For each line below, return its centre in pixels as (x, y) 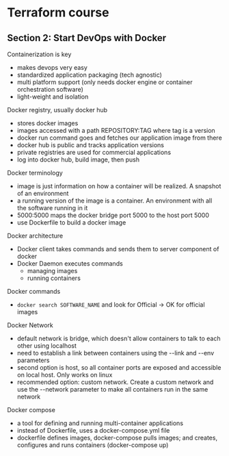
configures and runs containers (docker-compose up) (93, 445)
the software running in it (52, 208)
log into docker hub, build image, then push (78, 160)
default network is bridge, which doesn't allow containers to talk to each (119, 338)
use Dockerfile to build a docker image (71, 223)
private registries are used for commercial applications (94, 152)
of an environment (43, 193)
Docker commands (34, 291)
